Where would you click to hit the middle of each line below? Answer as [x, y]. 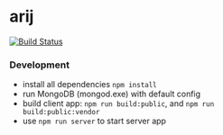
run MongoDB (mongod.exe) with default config [111, 94]
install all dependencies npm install [90, 85]
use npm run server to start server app [94, 121]
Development [40, 65]
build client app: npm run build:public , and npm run [118, 103]
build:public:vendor [61, 112]
